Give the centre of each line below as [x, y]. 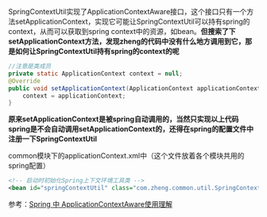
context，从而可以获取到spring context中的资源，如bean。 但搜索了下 [122, 31]
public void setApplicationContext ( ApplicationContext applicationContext [135, 88]
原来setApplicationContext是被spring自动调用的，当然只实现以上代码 [124, 119]
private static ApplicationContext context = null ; [95, 74]
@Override [25, 81]
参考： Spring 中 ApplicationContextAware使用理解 [91, 204]
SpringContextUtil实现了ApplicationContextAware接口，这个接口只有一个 [128, 11]
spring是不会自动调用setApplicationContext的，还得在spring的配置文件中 [131, 129]
